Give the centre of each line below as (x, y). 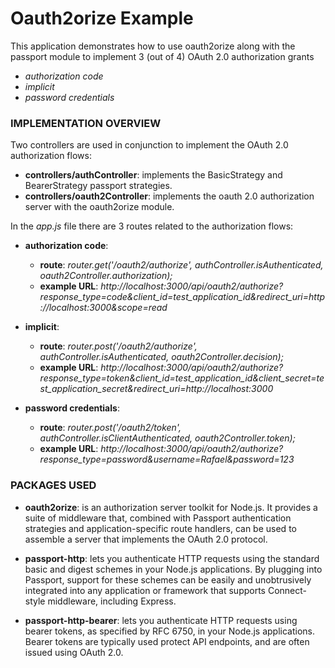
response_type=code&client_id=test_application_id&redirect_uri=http (182, 297)
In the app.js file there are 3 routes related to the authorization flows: (152, 226)
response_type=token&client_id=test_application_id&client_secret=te (182, 378)
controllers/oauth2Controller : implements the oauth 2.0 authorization (169, 196)
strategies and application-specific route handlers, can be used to (160, 528)
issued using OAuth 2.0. (74, 652)
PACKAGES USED (53, 485)
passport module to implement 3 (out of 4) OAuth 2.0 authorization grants (162, 56)
